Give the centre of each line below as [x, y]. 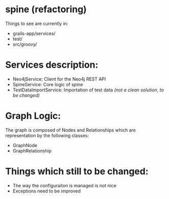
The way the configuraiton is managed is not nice [64, 185]
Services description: [52, 65]
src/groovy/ [25, 44]
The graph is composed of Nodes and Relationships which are [71, 130]
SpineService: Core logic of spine [48, 84]
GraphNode [25, 145]
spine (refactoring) [46, 9]
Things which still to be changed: [77, 171]
